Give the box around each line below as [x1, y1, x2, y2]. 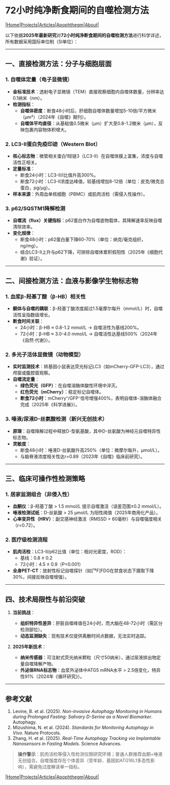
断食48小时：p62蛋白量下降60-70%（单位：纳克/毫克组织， [20, 236, 146, 242]
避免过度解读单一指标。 [33, 764, 82, 770]
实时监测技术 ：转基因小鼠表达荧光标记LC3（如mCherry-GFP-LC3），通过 [12, 364, 164, 370]
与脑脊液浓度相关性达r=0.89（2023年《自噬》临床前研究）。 [20, 453, 145, 459]
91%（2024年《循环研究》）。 [24, 673, 85, 680]
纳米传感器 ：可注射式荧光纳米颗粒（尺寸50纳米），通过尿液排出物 [20, 655, 157, 661]
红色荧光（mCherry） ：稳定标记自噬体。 [20, 389, 104, 395]
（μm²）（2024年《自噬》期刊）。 [20, 114, 89, 120]
